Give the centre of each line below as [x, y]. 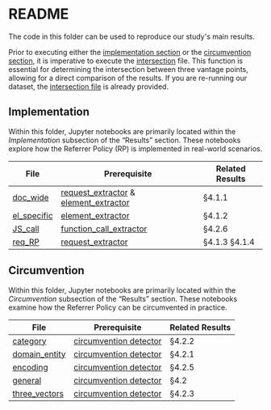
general [27, 380]
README [39, 14]
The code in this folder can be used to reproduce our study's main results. [132, 36]
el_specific [33, 215]
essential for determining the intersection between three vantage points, [128, 69]
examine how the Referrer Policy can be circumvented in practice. [118, 307]
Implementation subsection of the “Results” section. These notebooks [125, 140]
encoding [30, 367]
